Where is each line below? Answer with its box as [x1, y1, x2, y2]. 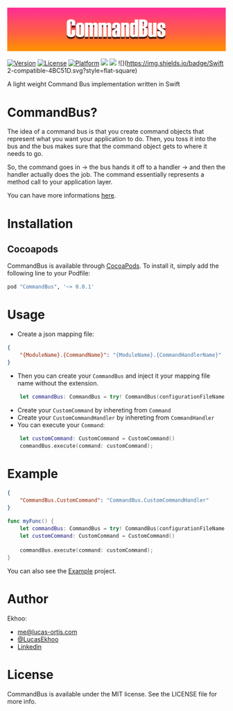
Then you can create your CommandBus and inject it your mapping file [17, 372, 210, 380]
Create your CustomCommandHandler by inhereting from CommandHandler [17, 413, 215, 422]
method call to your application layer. [7, 178, 113, 186]
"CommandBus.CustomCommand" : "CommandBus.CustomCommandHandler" [19, 497, 209, 504]
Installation [7, 216, 74, 232]
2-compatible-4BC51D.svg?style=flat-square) [7, 67, 137, 75]
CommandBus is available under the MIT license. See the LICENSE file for [7, 690, 217, 698]
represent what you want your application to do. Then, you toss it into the [7, 135, 217, 143]
